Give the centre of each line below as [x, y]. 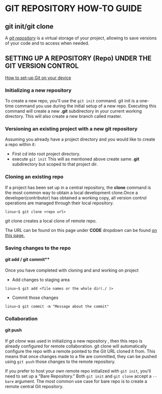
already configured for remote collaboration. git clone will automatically [76, 346]
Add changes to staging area [41, 279]
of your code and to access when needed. [47, 43]
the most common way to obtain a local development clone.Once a [72, 193]
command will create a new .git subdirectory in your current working [74, 111]
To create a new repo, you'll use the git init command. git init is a [72, 101]
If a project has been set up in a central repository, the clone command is [78, 187]
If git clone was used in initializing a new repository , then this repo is [74, 341]
